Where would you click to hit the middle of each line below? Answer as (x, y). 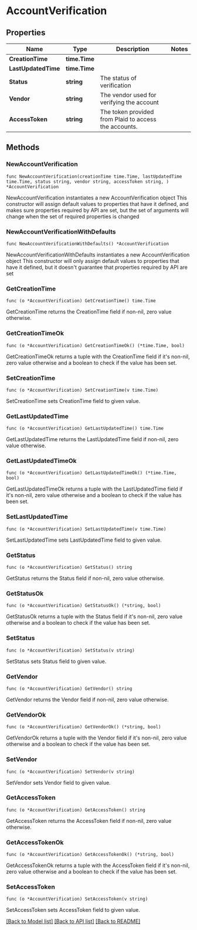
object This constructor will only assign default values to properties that (93, 261)
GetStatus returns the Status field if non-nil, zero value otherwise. (85, 578)
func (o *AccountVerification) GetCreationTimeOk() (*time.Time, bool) (95, 345)
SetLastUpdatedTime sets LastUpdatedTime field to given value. (84, 540)
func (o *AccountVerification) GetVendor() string (69, 689)
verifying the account (130, 102)
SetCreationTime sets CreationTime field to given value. (73, 401)
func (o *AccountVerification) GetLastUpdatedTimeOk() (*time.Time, (91, 473)
